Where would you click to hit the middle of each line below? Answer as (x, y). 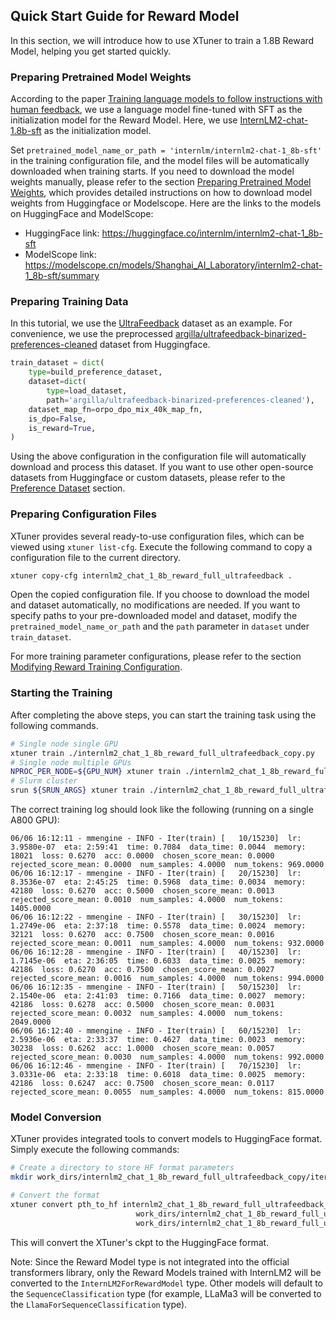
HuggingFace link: (62, 233)
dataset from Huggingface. (155, 345)
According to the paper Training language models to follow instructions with (166, 99)
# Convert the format (55, 1195)
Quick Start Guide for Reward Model (125, 16)
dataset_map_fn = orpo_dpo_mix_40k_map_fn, (115, 409)
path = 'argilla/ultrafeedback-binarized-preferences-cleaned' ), (180, 400)
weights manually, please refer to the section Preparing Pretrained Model (161, 182)
